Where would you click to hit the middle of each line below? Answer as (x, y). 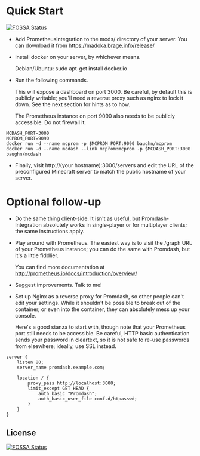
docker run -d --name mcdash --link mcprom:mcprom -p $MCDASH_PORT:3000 (99, 149)
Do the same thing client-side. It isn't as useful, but (77, 218)
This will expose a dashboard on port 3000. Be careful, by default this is (103, 91)
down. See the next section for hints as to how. (73, 104)
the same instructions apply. (50, 231)
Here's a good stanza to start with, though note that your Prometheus (100, 327)
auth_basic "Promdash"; (67, 393)
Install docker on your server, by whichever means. (78, 57)
